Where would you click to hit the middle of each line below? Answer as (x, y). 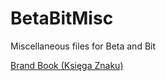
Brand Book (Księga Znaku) (67, 65)
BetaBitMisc (62, 18)
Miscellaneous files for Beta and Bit (83, 46)
